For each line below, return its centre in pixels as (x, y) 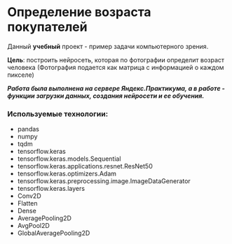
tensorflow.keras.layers (51, 189)
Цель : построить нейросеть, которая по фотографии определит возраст (116, 59)
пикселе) (21, 75)
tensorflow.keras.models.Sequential (69, 159)
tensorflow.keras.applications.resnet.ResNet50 (85, 166)
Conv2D (29, 196)
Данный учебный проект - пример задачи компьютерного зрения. (108, 46)
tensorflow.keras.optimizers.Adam (67, 174)
